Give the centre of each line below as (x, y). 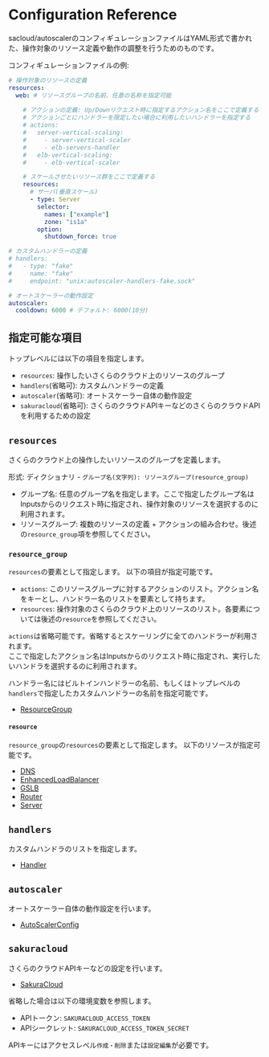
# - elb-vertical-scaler (71, 162)
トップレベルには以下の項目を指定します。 (78, 358)
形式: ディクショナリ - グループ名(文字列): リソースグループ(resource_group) (128, 476)
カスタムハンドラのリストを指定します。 (75, 849)
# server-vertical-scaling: (73, 133)
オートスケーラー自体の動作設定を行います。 (82, 908)
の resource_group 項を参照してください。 (87, 534)
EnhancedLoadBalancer (59, 780)
